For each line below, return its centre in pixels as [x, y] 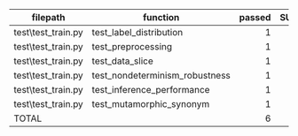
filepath [48, 17]
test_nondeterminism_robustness [161, 76]
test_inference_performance [151, 90]
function [161, 17]
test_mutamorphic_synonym [151, 104]
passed [255, 17]
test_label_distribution [137, 32]
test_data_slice [122, 61]
